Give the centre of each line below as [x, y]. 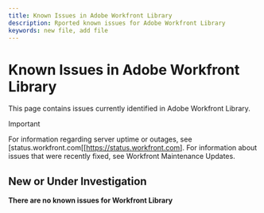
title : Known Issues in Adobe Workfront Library [90, 15]
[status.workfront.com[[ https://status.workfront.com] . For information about [133, 148]
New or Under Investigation [78, 181]
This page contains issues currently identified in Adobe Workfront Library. [129, 109]
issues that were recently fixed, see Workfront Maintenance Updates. [122, 157]
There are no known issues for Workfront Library [91, 200]
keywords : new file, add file [58, 30]
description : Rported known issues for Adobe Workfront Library [117, 23]
